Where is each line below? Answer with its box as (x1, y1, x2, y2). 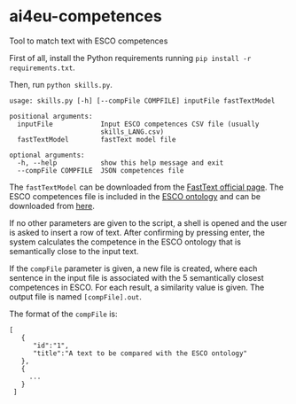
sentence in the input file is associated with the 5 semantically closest (9, 272, 264, 283)
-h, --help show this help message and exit (17, 158, 224, 167)
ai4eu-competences (9, 6, 162, 27)
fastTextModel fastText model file (17, 135, 176, 144)
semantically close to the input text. (9, 245, 139, 256)
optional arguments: (9, 151, 86, 159)
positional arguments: (9, 112, 93, 120)
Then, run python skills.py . (9, 79, 113, 89)
